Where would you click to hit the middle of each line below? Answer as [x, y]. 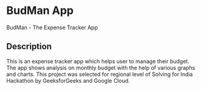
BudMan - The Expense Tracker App [52, 27]
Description [29, 47]
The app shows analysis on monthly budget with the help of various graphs [101, 67]
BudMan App [40, 11]
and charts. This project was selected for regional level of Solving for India [100, 74]
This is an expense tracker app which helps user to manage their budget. [98, 61]
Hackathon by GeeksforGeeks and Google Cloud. [68, 80]
